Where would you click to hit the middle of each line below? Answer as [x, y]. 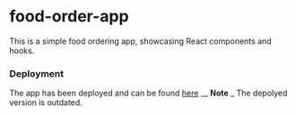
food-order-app [69, 16]
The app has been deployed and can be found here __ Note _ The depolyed [148, 93]
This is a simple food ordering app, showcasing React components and [140, 41]
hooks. [22, 50]
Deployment [37, 73]
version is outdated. [46, 103]
